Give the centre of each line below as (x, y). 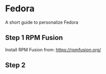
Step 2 (15, 65)
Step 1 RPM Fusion (34, 38)
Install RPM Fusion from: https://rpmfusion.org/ (53, 49)
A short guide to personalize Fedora (42, 22)
